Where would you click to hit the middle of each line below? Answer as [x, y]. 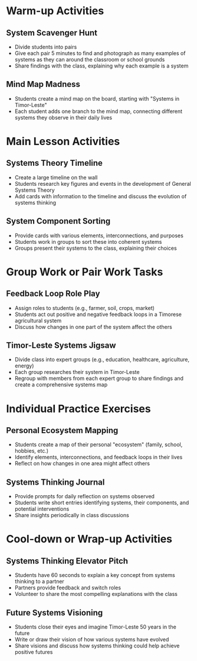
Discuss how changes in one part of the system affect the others [93, 327]
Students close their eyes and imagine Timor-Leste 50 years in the [96, 627]
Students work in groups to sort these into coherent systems [88, 241]
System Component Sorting [58, 221]
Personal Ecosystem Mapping [62, 431]
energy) [24, 366]
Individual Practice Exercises [79, 409]
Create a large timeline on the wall [56, 177]
